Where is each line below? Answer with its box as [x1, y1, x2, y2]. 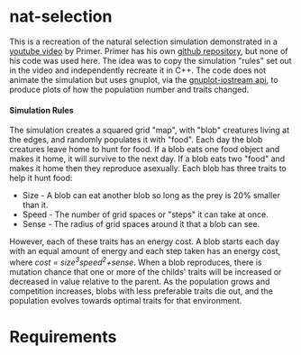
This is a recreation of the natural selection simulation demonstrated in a [9, 36, 278, 47]
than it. [22, 200, 49, 211]
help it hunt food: [9, 173, 73, 184]
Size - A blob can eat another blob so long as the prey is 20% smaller [22, 190, 281, 201]
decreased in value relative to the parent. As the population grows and [9, 276, 270, 287]
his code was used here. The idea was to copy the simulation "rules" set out [9, 55, 292, 66]
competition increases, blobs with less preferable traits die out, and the [9, 286, 273, 296]
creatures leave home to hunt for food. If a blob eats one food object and [9, 144, 280, 155]
